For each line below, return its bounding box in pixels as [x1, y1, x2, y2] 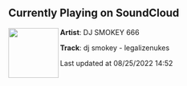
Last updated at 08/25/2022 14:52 [59, 58, 173, 68]
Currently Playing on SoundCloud [8, 6, 180, 20]
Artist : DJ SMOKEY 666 [59, 27, 140, 37]
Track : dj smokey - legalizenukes [59, 43, 170, 53]
